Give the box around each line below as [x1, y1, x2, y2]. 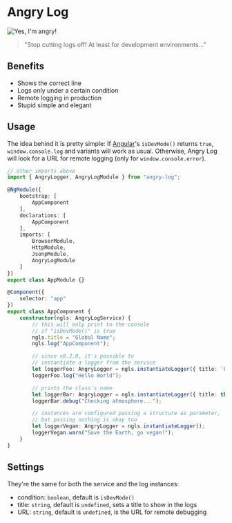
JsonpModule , [32, 250, 70, 258]
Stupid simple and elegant [17, 101, 92, 109]
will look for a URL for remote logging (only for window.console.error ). [7, 154, 206, 163]
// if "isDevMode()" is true [32, 327, 116, 334]
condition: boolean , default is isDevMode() [17, 493, 135, 502]
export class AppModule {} [7, 276, 85, 284]
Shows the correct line [17, 79, 81, 87]
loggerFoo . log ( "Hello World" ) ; [32, 371, 122, 379]
